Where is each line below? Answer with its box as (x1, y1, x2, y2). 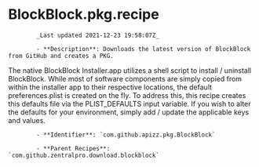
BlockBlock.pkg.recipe (8, 5, 159, 24)
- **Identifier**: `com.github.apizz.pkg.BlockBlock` (36, 131, 216, 139)
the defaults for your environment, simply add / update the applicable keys (8, 107, 250, 117)
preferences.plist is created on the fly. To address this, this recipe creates (8, 90, 246, 100)
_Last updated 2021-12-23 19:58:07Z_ (36, 31, 159, 39)
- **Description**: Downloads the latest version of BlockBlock (36, 45, 251, 53)
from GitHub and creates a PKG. (8, 52, 114, 60)
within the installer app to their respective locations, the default (8, 82, 213, 92)
